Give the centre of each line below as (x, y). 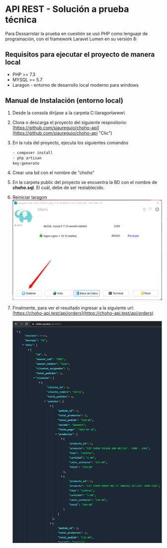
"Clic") (106, 133)
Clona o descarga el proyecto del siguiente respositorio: (70, 122)
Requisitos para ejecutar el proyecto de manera (80, 55)
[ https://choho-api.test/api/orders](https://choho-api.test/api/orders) (83, 313)
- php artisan (27, 158)
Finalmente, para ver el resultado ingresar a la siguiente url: (73, 308)
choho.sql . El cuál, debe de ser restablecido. (58, 187)
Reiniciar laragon (30, 197)
